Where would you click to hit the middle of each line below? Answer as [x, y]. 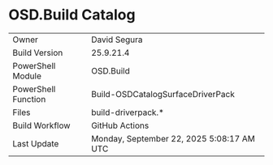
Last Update [36, 143]
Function [29, 99]
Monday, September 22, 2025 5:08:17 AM [173, 138]
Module [27, 76]
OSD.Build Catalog [72, 15]
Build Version [38, 53]
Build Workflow [41, 125]
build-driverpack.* [127, 112]
